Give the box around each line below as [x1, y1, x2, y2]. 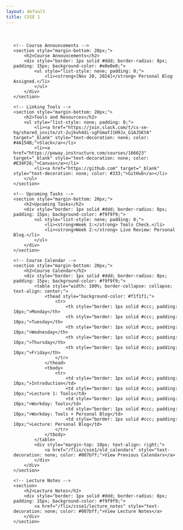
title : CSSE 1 [6, 14, 41, 20]
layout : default [6, 8, 45, 15]
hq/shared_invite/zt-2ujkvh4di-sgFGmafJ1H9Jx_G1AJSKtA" [13, 129, 152, 135]
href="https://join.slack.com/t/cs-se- [52, 124, 150, 130]
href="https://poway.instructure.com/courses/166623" [13, 150, 147, 156]
